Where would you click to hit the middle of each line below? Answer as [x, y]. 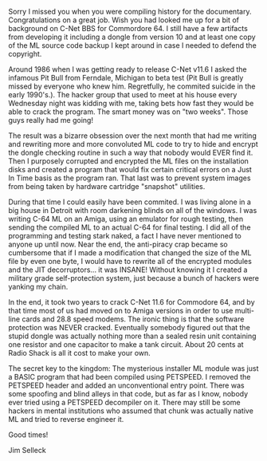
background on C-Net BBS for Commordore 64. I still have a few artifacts [128, 28]
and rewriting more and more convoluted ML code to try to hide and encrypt [133, 144]
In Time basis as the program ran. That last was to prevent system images [130, 178]
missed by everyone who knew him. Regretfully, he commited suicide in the [132, 86]
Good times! [28, 435]
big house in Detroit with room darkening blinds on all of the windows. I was [133, 210]
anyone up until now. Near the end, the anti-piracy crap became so [118, 244]
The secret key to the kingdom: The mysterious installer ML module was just [133, 368]
